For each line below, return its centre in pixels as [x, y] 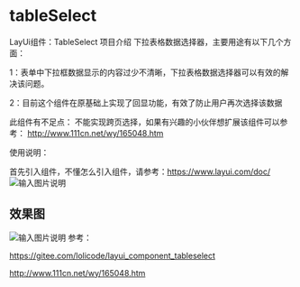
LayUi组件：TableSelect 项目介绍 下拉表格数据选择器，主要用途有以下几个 [146, 42]
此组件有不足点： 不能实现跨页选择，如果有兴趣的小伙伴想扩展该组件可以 [145, 122]
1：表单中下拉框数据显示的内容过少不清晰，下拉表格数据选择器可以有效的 [145, 72]
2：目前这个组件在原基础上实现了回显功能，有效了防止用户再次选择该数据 [146, 102]
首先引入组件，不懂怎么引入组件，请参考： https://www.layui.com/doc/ [140, 171]
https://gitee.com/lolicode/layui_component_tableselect [113, 255]
